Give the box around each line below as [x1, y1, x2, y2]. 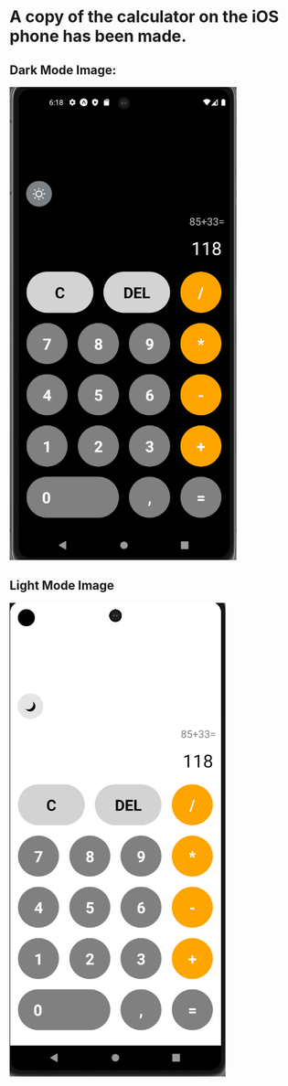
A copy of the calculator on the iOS [9, 6, 280, 27]
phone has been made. [9, 26, 187, 47]
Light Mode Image [9, 578, 114, 593]
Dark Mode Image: [9, 62, 117, 78]
